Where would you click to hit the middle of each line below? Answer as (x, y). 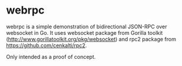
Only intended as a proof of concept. (51, 57)
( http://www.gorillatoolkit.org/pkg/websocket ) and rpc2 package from (91, 39)
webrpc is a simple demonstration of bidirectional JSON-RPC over (87, 27)
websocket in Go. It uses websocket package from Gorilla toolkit (84, 32)
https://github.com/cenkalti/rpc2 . (47, 45)
